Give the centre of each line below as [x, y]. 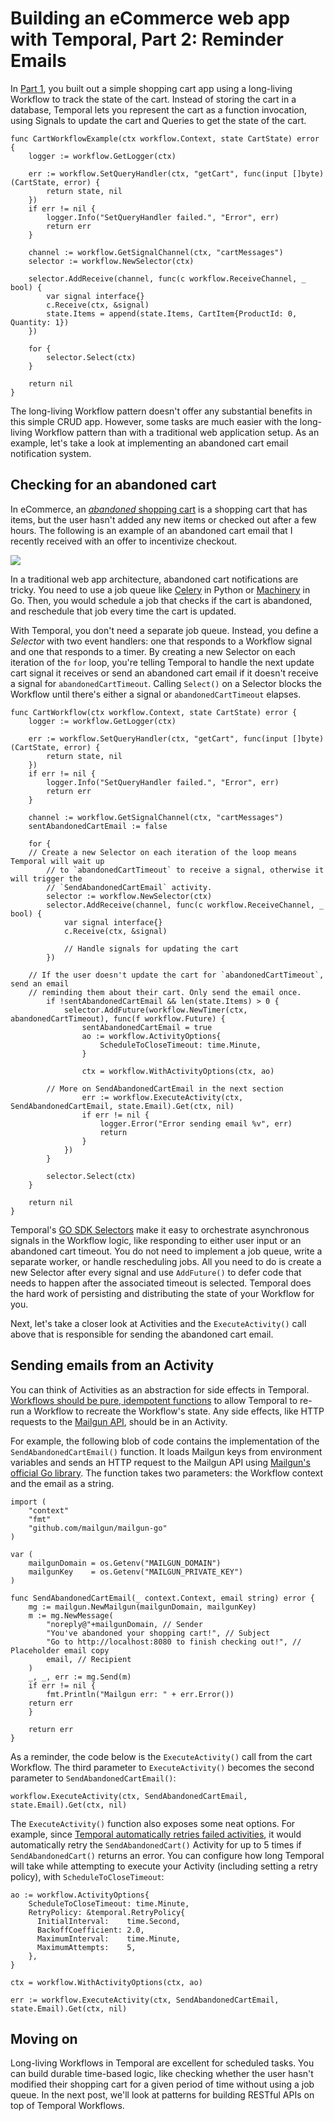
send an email [40, 983]
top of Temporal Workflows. [67, 2106]
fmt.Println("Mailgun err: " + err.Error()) [140, 1694]
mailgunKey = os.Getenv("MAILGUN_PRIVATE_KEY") [136, 1572]
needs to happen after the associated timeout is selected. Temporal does [161, 1283]
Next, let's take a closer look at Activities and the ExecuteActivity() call [158, 1323]
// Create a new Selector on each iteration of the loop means [163, 852]
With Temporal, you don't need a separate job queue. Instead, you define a [164, 630]
